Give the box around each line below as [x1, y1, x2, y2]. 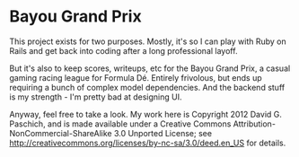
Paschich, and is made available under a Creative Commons [9, 118, 232, 129]
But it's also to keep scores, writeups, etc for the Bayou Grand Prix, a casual [9, 63, 291, 74]
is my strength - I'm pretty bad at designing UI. [9, 92, 182, 102]
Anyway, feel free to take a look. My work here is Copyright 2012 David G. [9, 109, 283, 119]
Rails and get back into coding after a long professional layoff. [9, 45, 238, 56]
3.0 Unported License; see [113, 127, 213, 138]
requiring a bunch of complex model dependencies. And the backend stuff [9, 82, 286, 92]
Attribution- [233, 118, 277, 129]
